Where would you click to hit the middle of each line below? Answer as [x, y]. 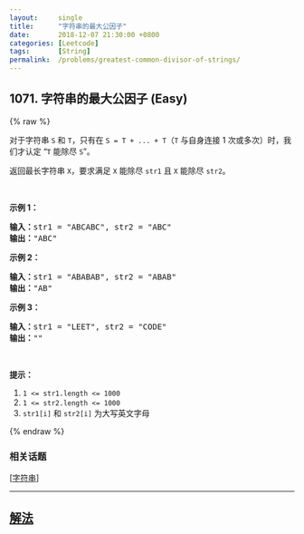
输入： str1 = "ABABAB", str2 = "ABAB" [93, 277]
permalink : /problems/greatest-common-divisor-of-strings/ [125, 60]
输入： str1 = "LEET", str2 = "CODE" [88, 326]
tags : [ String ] [50, 52]
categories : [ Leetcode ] [54, 43]
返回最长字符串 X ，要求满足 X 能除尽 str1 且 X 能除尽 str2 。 [120, 170]
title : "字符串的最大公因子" [68, 26]
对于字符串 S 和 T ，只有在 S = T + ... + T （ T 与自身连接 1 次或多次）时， [147, 140]
